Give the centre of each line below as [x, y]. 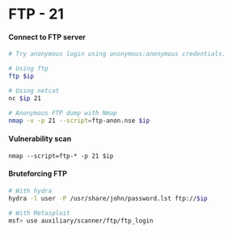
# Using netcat [34, 91]
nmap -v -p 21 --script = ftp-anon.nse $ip [79, 121]
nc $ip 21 [25, 98]
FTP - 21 [36, 14]
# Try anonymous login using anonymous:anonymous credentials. [117, 54]
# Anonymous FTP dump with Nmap [63, 113]
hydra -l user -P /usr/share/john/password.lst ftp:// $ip [108, 198]
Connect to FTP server [47, 36]
